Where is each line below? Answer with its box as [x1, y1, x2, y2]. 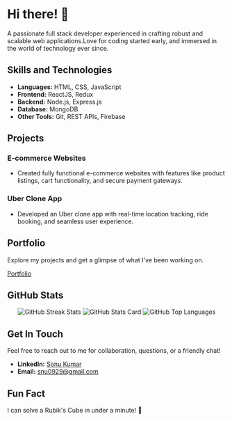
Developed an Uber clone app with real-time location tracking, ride [17, 209, 208, 218]
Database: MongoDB [17, 104, 78, 113]
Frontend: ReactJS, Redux [17, 90, 94, 98]
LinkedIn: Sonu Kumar [17, 360, 82, 368]
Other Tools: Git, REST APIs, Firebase [17, 112, 126, 120]
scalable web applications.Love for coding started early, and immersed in [7, 36, 217, 45]
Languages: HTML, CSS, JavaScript [17, 83, 122, 91]
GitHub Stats [7, 289, 64, 301]
